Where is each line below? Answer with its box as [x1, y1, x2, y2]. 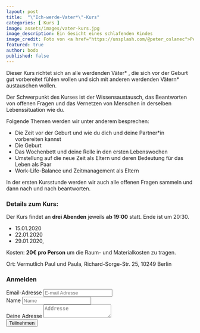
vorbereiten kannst [14, 135, 61, 143]
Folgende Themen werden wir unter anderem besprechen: [6, 117, 149, 125]
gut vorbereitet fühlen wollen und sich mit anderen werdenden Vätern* [6, 76, 180, 83]
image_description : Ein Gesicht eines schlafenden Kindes [6, 31, 153, 37]
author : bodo [6, 48, 39, 54]
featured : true [6, 42, 44, 48]
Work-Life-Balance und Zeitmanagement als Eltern [14, 167, 139, 174]
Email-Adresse [6, 289, 42, 296]
